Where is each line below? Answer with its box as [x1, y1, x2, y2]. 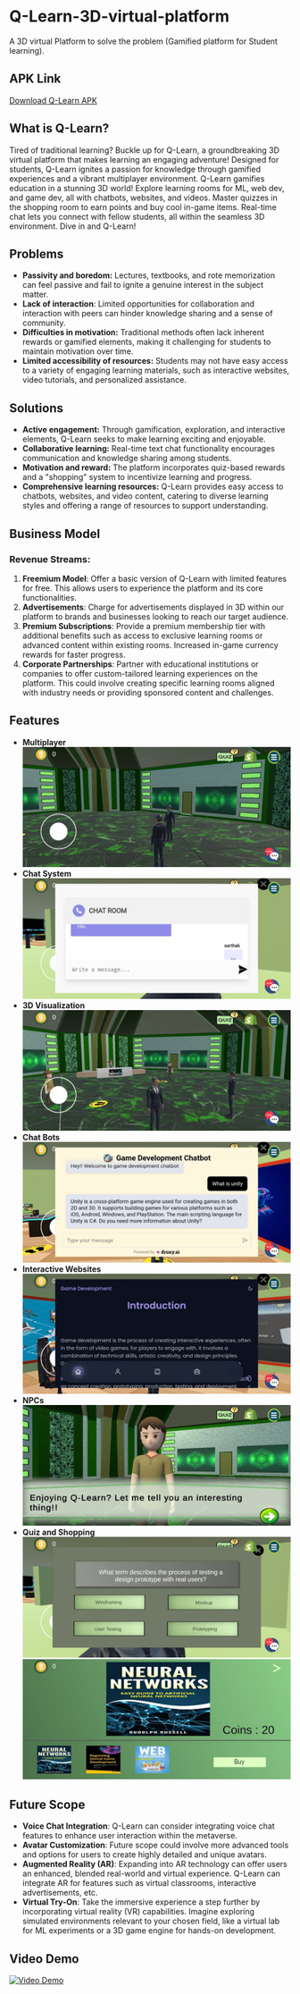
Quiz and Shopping [21, 1527, 96, 1537]
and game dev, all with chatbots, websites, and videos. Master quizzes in [9, 192, 279, 203]
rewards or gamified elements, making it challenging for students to [21, 337, 271, 348]
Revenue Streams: [9, 552, 91, 565]
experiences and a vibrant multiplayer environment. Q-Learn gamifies [9, 172, 265, 184]
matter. [21, 289, 49, 300]
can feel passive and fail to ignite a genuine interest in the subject [21, 280, 264, 290]
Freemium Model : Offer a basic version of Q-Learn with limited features [21, 573, 287, 584]
